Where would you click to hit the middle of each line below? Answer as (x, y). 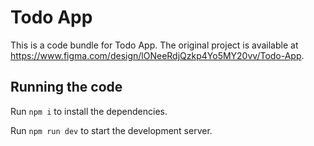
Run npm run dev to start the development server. (111, 130)
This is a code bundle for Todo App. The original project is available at (154, 45)
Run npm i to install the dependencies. (89, 111)
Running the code (66, 87)
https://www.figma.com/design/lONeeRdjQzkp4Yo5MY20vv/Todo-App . (157, 55)
